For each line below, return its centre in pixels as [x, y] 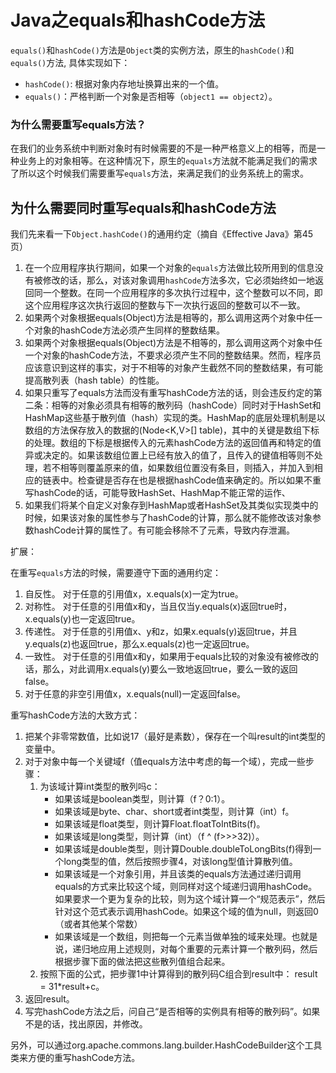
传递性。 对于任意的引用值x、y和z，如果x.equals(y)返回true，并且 [161, 632]
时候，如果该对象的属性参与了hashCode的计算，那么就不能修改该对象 [168, 518]
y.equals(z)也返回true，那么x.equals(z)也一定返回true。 [139, 644]
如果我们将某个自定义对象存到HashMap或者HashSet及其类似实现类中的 [171, 505]
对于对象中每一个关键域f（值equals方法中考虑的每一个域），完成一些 [165, 762]
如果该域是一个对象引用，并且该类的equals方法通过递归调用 [178, 874]
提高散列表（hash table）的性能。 [94, 380]
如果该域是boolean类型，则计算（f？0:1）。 [142, 799]
